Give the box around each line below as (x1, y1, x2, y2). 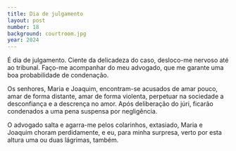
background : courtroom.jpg (7, 30, 87, 37)
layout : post (7, 17, 46, 24)
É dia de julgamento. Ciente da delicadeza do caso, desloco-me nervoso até (7, 56, 229, 64)
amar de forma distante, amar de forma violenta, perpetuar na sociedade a (7, 92, 224, 101)
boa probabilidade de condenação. (7, 71, 109, 80)
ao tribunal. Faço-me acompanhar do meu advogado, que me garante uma (7, 64, 224, 72)
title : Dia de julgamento (7, 10, 83, 18)
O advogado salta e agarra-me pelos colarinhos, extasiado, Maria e (7, 121, 203, 129)
